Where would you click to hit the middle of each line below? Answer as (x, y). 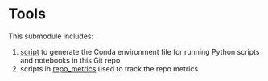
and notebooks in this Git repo (70, 60)
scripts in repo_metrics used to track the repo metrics (109, 68)
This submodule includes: (51, 36)
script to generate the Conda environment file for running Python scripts (140, 51)
